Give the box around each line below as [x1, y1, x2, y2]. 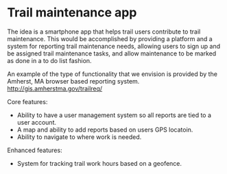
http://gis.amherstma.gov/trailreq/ [7, 84, 103, 92]
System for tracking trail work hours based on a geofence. [16, 159, 182, 167]
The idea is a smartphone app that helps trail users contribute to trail [7, 27, 201, 36]
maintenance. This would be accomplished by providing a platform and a [7, 34, 213, 42]
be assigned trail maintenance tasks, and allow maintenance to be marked [7, 49, 217, 58]
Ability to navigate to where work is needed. [16, 132, 142, 141]
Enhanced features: [7, 146, 63, 154]
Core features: [7, 97, 48, 105]
